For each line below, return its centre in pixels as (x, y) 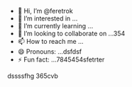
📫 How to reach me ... (50, 41)
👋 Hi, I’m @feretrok (45, 11)
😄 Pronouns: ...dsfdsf (50, 52)
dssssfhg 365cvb (33, 76)
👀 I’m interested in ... (48, 18)
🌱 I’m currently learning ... (55, 26)
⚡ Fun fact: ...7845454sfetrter (61, 59)
